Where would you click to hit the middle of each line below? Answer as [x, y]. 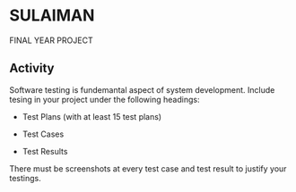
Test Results [45, 151]
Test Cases [43, 134]
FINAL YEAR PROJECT [51, 40]
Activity [32, 68]
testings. [26, 178]
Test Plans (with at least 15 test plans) [92, 116]
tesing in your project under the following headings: [104, 99]
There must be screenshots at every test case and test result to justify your [148, 168]
